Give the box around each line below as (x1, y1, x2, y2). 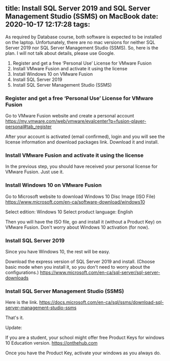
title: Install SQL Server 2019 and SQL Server (5, 4, 151, 13)
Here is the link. (5, 299, 38, 306)
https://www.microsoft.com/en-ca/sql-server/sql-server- (40, 269, 160, 275)
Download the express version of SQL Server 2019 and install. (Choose (5, 258, 155, 265)
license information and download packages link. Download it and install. (5, 139, 159, 145)
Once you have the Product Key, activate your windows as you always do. (5, 350, 161, 356)
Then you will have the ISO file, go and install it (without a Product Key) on (5, 218, 162, 225)
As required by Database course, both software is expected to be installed (5, 33, 162, 40)
